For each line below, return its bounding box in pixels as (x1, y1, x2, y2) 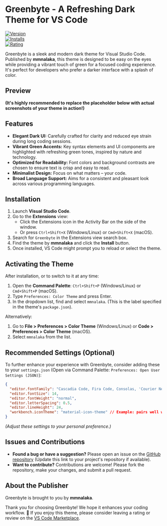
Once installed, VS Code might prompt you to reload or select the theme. (12, 246, 162, 252)
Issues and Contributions (5, 438, 85, 446)
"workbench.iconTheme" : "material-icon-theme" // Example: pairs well (9, 410, 159, 415)
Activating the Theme (5, 260, 74, 268)
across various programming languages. (12, 181, 95, 187)
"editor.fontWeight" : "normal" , (9, 396, 77, 401)
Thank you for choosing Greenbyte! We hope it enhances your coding (5, 504, 148, 510)
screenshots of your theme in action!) (5, 105, 85, 111)
